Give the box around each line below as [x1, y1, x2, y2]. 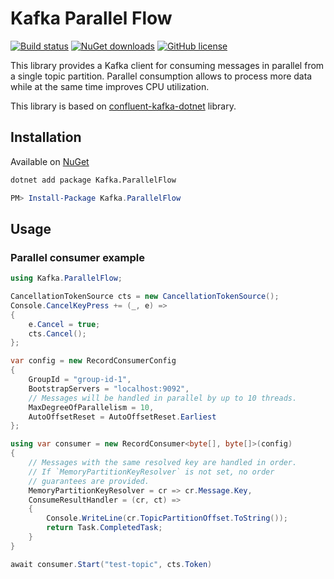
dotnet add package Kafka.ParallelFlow [10, 175, 177, 185]
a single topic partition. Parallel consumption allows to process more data [10, 70, 313, 82]
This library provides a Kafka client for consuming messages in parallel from [10, 59, 325, 71]
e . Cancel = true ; [28, 319, 101, 329]
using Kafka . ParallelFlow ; [10, 273, 123, 284]
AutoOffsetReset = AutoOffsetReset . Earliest [28, 412, 217, 422]
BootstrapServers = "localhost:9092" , [28, 383, 190, 394]
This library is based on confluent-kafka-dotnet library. [10, 100, 237, 112]
